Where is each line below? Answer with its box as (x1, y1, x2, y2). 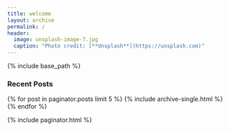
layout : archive (7, 17, 55, 24)
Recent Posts (7, 79, 54, 88)
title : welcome (7, 10, 52, 17)
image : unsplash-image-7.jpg (13, 36, 99, 43)
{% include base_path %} (7, 62, 81, 70)
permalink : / (7, 23, 45, 30)
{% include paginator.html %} (7, 116, 92, 124)
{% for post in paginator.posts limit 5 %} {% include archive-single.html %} (7, 95, 224, 103)
